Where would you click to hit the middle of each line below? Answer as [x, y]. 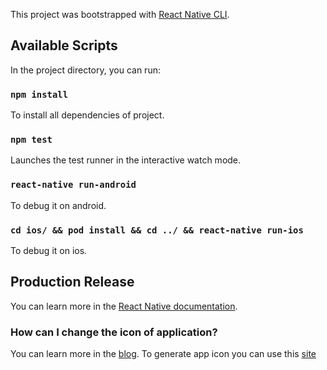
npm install [39, 94]
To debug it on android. [58, 205]
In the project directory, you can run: [85, 70]
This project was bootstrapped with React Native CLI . [120, 14]
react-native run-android [73, 185]
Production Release [72, 282]
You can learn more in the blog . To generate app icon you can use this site [163, 354]
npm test [31, 140]
